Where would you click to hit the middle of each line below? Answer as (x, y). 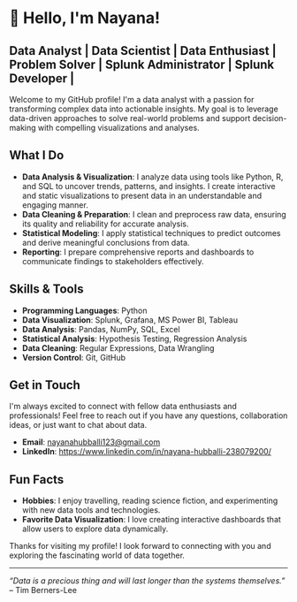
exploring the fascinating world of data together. (97, 555)
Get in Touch (45, 385)
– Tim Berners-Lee (43, 591)
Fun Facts (37, 480)
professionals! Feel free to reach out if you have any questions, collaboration (148, 415)
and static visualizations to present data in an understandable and (142, 195)
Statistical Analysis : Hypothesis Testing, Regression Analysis (134, 339)
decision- (270, 118)
